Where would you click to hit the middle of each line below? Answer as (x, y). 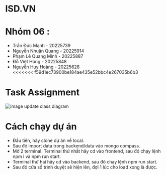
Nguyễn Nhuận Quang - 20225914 (48, 51)
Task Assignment (43, 93)
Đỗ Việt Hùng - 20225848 (39, 62)
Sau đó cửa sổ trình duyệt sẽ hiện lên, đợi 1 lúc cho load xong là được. (85, 167)
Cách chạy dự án (41, 127)
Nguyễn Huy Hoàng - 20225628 (46, 67)
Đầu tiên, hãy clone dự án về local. (48, 140)
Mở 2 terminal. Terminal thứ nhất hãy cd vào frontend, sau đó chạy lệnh (87, 151)
